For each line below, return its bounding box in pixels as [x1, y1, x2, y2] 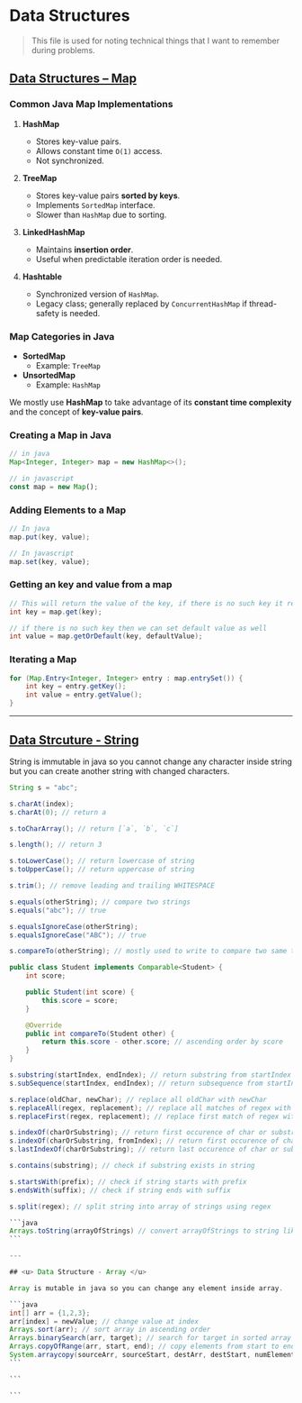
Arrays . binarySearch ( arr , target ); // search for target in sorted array [9, 1334, 292, 1343]
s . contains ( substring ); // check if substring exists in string [9, 1162, 255, 1171]
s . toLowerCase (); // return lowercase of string [9, 857, 195, 866]
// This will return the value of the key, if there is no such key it [9, 598, 283, 608]
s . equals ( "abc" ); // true [9, 906, 106, 915]
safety [35, 307, 60, 318]
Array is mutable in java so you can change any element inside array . [9, 1283, 283, 1293]
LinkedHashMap [22, 226, 85, 237]
